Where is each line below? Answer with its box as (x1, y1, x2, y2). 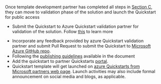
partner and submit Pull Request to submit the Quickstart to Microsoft (12, 43, 151, 48)
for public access (5, 14, 40, 20)
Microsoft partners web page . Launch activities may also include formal (12, 69, 156, 74)
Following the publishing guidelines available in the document (12, 53, 135, 59)
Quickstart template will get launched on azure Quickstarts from (12, 63, 140, 69)
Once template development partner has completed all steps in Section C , (5, 4, 153, 10)
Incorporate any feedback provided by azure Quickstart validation (12, 38, 144, 44)
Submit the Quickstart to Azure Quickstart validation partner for (12, 24, 139, 29)
